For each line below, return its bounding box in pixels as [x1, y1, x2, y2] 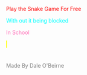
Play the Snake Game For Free [6, 5, 82, 12]
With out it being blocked [6, 17, 69, 24]
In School [6, 29, 30, 36]
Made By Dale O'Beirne [6, 62, 65, 70]
